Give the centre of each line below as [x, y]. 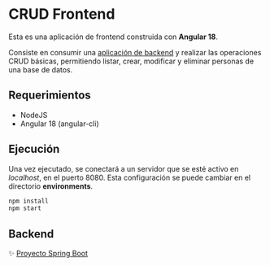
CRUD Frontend [62, 14]
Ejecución [34, 149]
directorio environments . [51, 186]
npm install [28, 201]
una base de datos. [41, 69]
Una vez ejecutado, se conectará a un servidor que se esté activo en [124, 168]
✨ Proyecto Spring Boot [48, 254]
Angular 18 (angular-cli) [59, 124]
